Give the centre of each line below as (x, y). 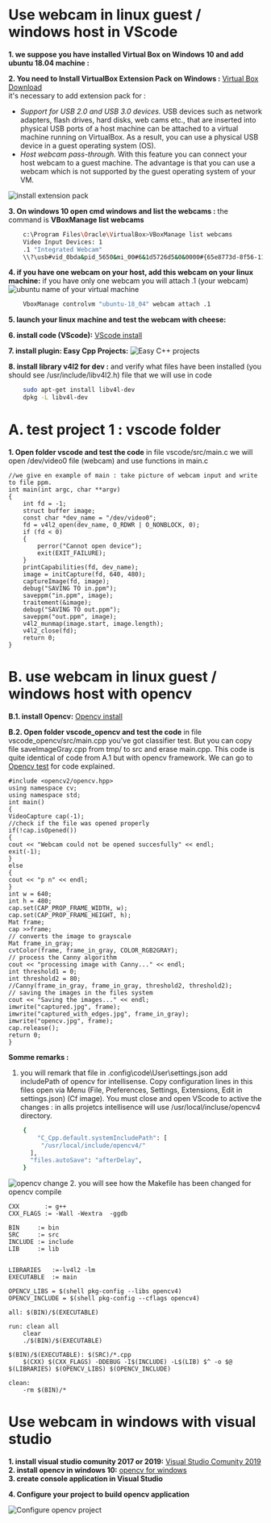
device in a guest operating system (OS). (88, 145)
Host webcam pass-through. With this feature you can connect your (133, 154)
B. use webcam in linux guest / (113, 677)
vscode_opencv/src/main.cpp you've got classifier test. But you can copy (130, 741)
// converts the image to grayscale (70, 936)
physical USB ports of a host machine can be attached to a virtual (129, 128)
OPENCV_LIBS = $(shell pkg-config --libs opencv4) (95, 1291)
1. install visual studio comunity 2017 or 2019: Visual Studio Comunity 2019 (135, 1462)
